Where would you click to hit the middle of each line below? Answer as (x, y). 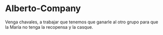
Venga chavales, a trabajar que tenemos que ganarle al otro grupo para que (82, 22)
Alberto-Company (43, 9)
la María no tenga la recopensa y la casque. (49, 27)
